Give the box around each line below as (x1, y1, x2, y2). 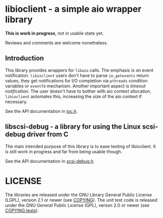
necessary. (5, 99, 28, 105)
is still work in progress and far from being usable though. (5, 148, 123, 154)
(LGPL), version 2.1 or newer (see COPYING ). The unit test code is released (5, 197, 158, 203)
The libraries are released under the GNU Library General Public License (5, 191, 152, 198)
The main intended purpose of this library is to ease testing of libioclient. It (5, 143, 156, 149)
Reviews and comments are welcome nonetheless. (5, 39, 108, 45)
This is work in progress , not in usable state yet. (5, 30, 104, 36)
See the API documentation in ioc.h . (5, 108, 78, 114)
